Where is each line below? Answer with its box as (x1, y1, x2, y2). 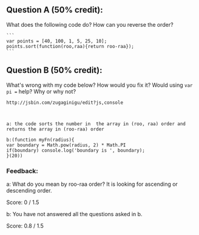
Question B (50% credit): (6, 65, 103, 75)
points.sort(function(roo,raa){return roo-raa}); (6, 43, 135, 49)
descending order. (6, 186, 52, 194)
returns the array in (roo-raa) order (6, 126, 104, 132)
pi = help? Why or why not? (6, 87, 76, 95)
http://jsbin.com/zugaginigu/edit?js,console (6, 100, 123, 106)
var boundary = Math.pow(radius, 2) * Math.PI (6, 142, 126, 148)
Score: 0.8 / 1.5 (6, 222, 44, 230)
